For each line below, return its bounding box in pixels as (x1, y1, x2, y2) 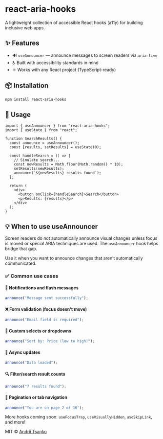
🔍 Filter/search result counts (5, 371, 65, 377)
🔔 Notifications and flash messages (5, 285, 79, 291)
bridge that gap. (5, 246, 38, 252)
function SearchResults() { (5, 136, 62, 141)
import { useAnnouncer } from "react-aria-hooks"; (5, 123, 110, 128)
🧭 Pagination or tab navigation (5, 394, 67, 400)
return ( (9, 184, 27, 188)
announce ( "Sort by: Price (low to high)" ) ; (5, 339, 95, 344)
